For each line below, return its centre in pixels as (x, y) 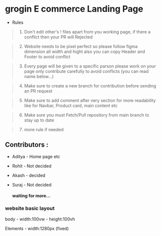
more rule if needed (44, 129)
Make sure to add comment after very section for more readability (90, 100)
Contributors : (27, 145)
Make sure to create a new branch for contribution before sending (90, 85)
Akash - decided (29, 175)
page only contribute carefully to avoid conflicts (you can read (86, 71)
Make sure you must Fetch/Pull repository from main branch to (87, 115)
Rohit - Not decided (32, 166)
